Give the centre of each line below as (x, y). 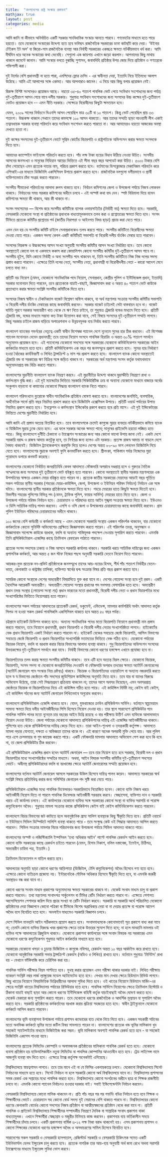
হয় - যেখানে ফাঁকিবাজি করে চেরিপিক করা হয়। (38, 960)
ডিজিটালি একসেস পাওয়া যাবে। (27, 1036)
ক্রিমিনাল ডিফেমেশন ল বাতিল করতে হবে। (35, 858)
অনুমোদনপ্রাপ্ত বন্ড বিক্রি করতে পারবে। (32, 365)
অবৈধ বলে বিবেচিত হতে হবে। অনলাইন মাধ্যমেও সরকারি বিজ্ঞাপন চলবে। (57, 912)
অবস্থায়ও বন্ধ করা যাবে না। (24, 880)
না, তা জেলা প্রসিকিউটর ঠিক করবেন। (32, 743)
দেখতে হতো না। (17, 130)
